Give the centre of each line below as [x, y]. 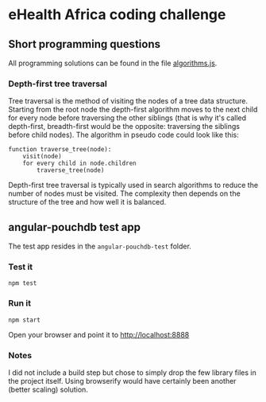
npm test [23, 283]
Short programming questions [85, 44]
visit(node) [42, 157]
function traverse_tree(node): [60, 150]
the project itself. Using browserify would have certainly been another [122, 381]
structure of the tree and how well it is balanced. [87, 202]
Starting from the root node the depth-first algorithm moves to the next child [133, 110]
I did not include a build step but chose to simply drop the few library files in [132, 373]
